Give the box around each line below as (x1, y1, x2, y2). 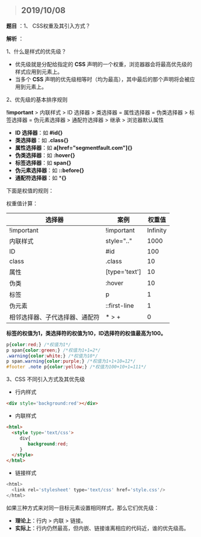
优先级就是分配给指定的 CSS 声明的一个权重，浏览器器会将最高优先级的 (14, 60, 193, 67)
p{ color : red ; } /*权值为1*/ (6, 341, 71, 347)
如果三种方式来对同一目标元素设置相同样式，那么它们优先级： (6, 504, 159, 511)
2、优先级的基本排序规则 (6, 96, 68, 103)
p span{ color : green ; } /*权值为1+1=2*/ (6, 347, 101, 353)
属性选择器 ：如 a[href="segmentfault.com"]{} (14, 144, 133, 151)
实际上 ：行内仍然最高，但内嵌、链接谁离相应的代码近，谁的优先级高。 (14, 524, 190, 532)
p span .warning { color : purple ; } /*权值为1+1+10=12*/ (6, 358, 136, 364)
